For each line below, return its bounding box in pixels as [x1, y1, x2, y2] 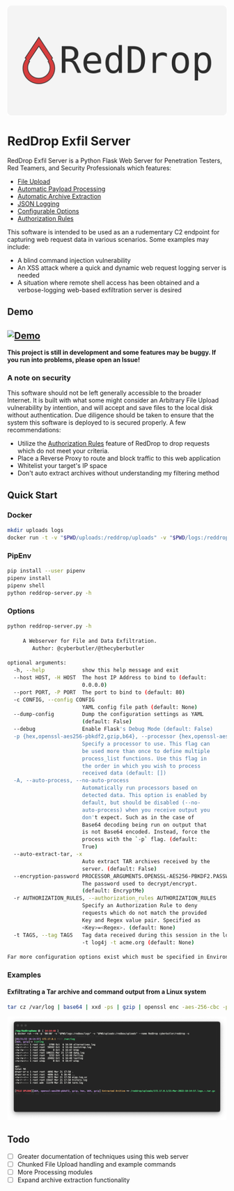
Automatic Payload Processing [17, 184, 106, 193]
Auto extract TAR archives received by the [81, 858, 210, 865]
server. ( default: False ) [81, 865, 157, 872]
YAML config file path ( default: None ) [81, 704, 198, 711]
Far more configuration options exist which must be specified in [7, 954, 204, 961]
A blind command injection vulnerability [17, 256, 131, 264]
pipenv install [7, 575, 52, 582]
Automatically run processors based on [81, 784, 198, 791]
